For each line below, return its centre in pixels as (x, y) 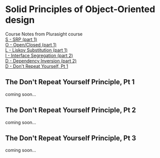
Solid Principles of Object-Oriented (80, 9)
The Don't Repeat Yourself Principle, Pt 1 (70, 82)
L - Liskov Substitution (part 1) (37, 50)
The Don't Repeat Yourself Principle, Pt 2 (71, 110)
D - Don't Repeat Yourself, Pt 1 (37, 66)
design (20, 20)
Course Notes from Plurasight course (44, 34)
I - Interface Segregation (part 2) (39, 55)
